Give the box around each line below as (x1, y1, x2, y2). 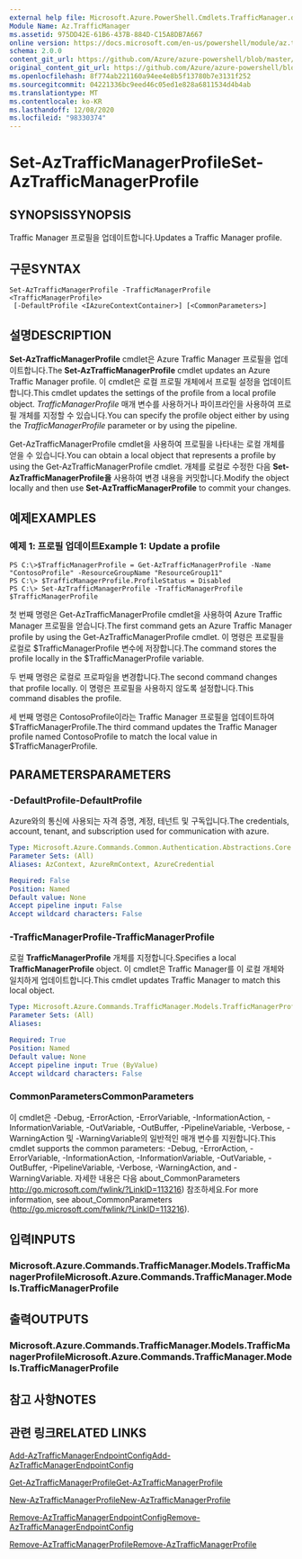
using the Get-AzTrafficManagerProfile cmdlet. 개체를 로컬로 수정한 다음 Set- (9, 461, 289, 472)
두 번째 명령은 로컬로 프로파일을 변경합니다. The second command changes (9, 671, 278, 682)
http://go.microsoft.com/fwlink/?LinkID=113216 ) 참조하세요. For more (9, 1184, 259, 1194)
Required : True (9, 1036, 67, 1045)
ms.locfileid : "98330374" (9, 113, 106, 122)
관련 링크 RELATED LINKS (9, 1426, 147, 1441)
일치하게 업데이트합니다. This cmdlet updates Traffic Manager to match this (9, 975, 281, 986)
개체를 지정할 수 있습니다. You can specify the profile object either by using (18, 410, 289, 420)
